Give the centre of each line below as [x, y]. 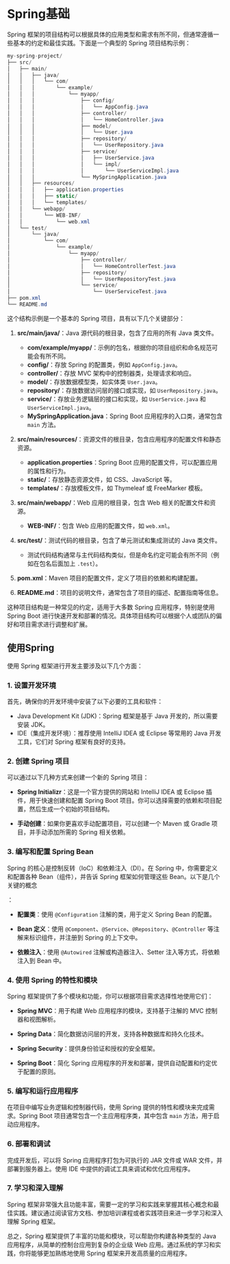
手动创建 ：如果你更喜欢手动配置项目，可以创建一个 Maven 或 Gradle [113, 824]
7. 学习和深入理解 [35, 1188]
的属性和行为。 [48, 471]
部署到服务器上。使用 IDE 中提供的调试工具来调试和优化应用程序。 [101, 1169]
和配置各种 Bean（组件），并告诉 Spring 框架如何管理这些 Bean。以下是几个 [114, 876]
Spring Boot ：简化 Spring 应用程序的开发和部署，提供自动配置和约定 [114, 1062]
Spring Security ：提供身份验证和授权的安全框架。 [88, 1048]
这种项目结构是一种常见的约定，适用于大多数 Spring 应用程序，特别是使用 [111, 607]
